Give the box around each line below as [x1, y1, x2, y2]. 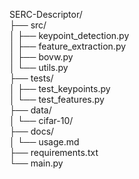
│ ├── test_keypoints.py [9, 83, 111, 94]
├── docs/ [9, 125, 55, 137]
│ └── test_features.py [9, 94, 105, 105]
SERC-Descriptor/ [9, 9, 83, 20]
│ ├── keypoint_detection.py [9, 30, 130, 41]
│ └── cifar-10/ [9, 115, 74, 126]
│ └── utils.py [9, 62, 69, 73]
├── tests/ [9, 72, 54, 84]
